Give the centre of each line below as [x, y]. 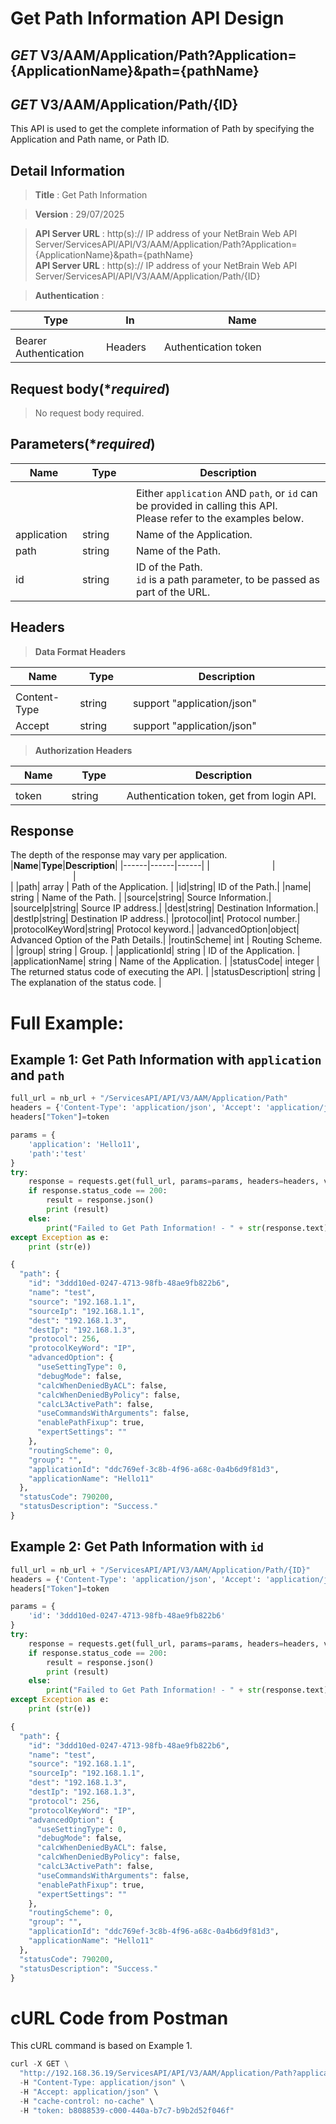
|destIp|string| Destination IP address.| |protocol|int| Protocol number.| [155, 919]
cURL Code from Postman [119, 2018]
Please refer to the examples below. [220, 518]
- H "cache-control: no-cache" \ [87, 2101]
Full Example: [67, 1023]
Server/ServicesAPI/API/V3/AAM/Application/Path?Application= [166, 244]
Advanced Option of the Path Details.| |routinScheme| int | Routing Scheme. [166, 940]
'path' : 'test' [57, 1153]
